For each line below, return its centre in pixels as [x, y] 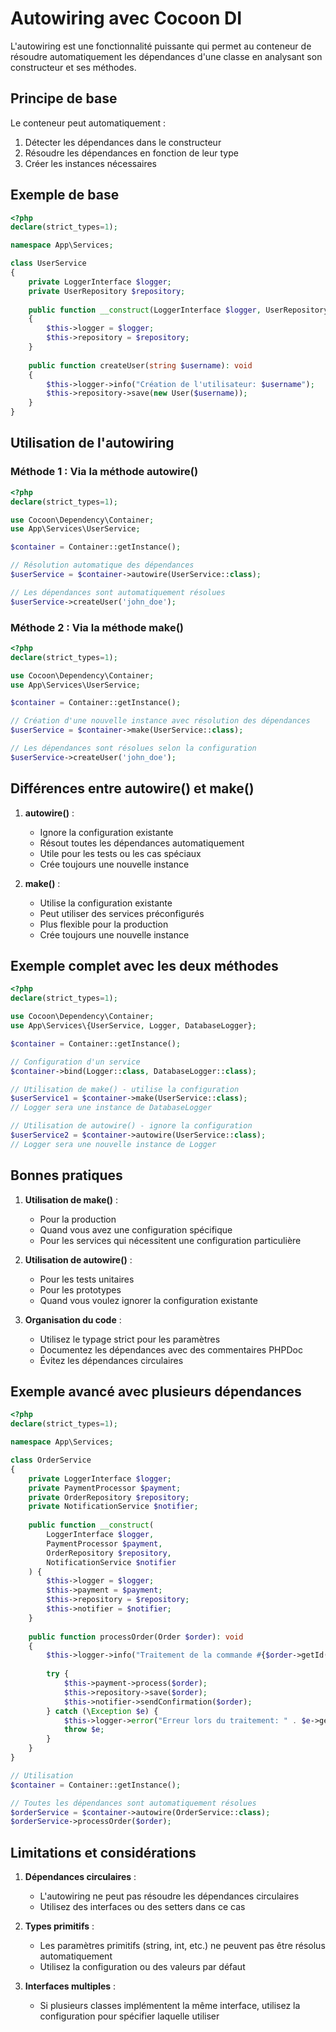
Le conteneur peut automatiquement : [88, 123]
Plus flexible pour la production [104, 924]
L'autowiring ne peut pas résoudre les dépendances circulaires [169, 1896]
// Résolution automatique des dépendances [102, 565]
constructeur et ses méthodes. [73, 67]
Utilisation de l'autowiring [92, 443]
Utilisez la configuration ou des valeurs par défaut [142, 1967]
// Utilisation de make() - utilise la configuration [125, 1089]
